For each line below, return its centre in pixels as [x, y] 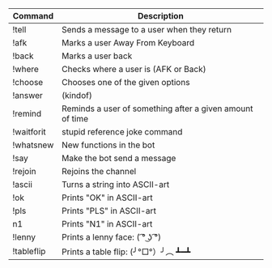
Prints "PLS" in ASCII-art [109, 211]
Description [160, 16]
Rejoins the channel [99, 171]
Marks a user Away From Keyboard [128, 43]
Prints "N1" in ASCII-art [107, 224]
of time [75, 119]
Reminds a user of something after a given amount [157, 108]
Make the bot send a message [119, 158]
